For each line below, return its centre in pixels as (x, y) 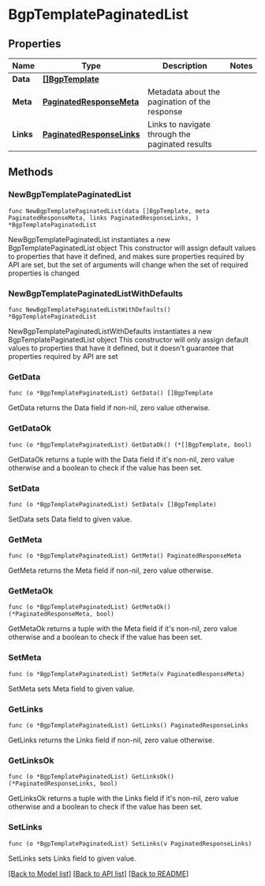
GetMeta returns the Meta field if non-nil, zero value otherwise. (111, 570)
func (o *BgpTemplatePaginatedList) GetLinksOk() (91, 777)
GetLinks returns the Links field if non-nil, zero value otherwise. (111, 740)
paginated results (180, 144)
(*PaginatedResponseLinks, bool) (63, 784)
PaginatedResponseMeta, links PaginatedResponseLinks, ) (104, 218)
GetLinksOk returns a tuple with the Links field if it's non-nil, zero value (123, 798)
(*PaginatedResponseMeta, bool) (61, 614)
